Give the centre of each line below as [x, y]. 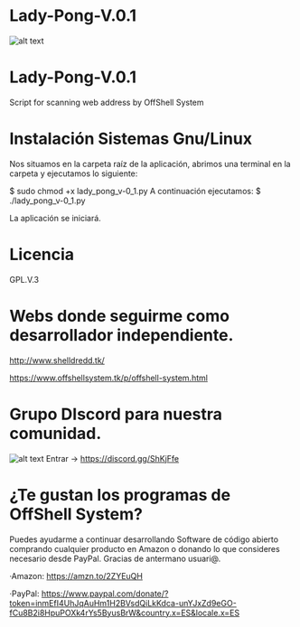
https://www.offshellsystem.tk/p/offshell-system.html [108, 378]
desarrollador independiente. [122, 335]
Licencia [42, 255]
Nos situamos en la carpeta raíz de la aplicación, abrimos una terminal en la [150, 164]
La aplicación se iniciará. [55, 218]
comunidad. [56, 433]
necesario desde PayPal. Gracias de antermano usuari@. [115, 558]
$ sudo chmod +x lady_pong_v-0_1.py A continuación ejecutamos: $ [135, 191]
